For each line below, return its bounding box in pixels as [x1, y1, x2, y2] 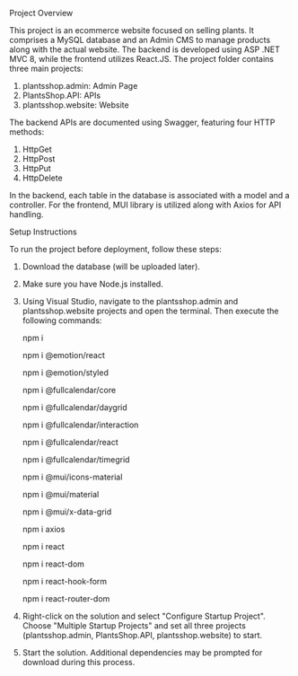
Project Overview [9, 8, 74, 18]
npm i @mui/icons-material [22, 471, 123, 482]
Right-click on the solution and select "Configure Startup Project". [22, 610, 267, 621]
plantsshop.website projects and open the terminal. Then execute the [22, 305, 280, 316]
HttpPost [22, 154, 56, 164]
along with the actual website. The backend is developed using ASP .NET [9, 44, 280, 55]
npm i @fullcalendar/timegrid [22, 454, 130, 465]
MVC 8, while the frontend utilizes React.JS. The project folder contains [9, 54, 274, 64]
